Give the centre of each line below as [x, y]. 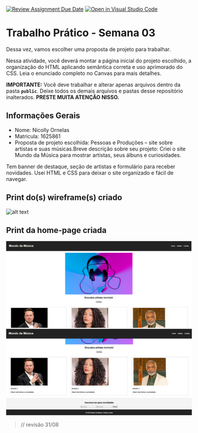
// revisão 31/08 [39, 424]
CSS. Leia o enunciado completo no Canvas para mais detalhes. [84, 73]
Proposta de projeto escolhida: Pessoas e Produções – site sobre [93, 142]
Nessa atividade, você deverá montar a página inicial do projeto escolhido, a [99, 60]
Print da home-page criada [57, 230]
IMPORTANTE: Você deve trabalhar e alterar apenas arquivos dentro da [93, 84]
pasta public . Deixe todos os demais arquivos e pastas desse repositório [95, 91]
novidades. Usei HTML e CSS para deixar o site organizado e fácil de [90, 173]
